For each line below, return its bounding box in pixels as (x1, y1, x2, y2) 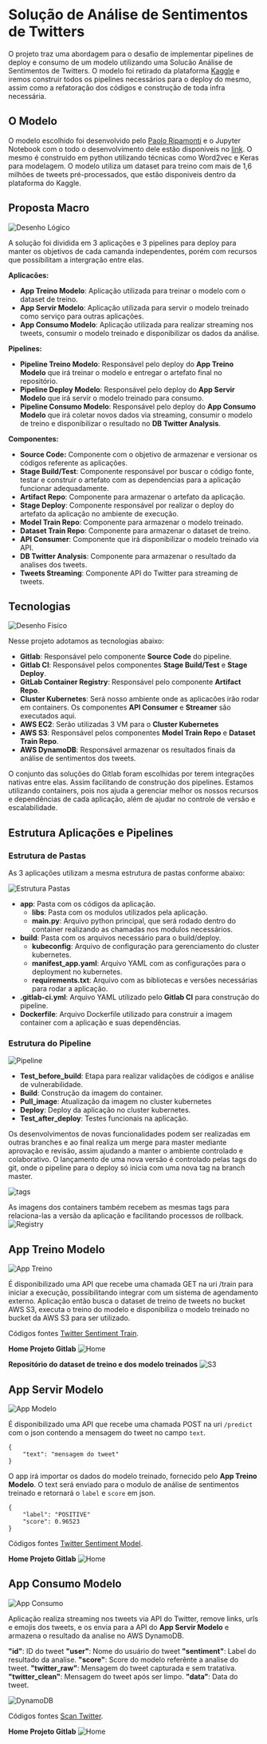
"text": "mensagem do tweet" (22, 1450, 120, 1458)
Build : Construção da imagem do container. (19, 1088, 163, 1098)
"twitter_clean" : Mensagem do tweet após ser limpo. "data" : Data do (8, 1671, 238, 1681)
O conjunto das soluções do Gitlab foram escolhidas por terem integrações (8, 769, 255, 779)
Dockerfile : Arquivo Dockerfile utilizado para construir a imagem (19, 1010, 233, 1019)
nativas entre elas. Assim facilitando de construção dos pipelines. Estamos (8, 777, 253, 787)
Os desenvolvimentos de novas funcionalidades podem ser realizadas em (8, 1129, 251, 1139)
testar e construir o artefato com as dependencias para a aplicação (19, 475, 241, 484)
